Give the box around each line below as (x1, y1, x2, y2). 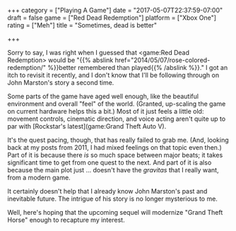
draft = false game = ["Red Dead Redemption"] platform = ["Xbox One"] (7, 13, 217, 22)
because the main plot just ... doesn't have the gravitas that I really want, (7, 166, 219, 174)
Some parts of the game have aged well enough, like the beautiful (7, 92, 199, 100)
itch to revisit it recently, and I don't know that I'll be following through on (7, 71, 220, 79)
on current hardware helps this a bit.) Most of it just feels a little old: (7, 107, 204, 115)
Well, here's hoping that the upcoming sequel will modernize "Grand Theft (7, 208, 223, 216)
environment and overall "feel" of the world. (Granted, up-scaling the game (7, 100, 226, 108)
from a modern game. (7, 173, 71, 182)
